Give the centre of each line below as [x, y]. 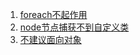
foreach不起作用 [53, 14]
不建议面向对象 [50, 39]
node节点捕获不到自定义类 [74, 27]
